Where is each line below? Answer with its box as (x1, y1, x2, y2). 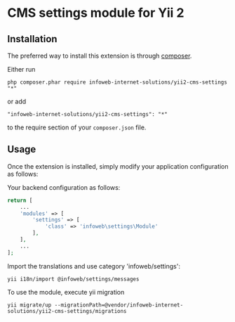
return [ (7, 197, 33, 204)
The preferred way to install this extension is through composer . (7, 51, 192, 60)
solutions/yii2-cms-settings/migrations (7, 307, 128, 314)
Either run (7, 65, 36, 73)
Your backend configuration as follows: (7, 183, 121, 191)
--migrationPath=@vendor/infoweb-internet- (54, 301, 184, 309)
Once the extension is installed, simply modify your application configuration (7, 162, 229, 170)
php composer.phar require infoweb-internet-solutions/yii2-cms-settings (7, 79, 228, 86)
